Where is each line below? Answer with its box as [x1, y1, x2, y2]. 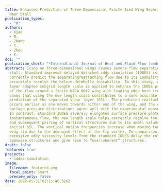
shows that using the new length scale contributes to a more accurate [9, 93, 158, 98]
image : [5, 161, 18, 166]
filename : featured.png [9, 165, 57, 170]
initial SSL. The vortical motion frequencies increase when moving [9, 124, 151, 129]
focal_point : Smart [9, 170, 49, 175]
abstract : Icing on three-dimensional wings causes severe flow [5, 66, 138, 71]
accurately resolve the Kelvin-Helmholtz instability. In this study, [9, 79, 155, 84]
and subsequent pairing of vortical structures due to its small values [9, 120, 160, 125]
